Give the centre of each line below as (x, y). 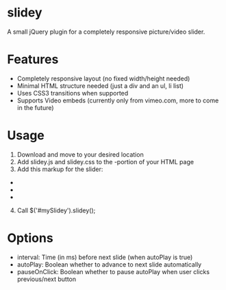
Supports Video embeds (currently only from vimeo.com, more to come (118, 100)
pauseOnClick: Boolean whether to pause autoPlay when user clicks (113, 271)
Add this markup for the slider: (60, 169)
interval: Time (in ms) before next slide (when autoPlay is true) (105, 257)
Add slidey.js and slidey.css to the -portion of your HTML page (105, 161)
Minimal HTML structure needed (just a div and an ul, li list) (100, 86)
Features (33, 59)
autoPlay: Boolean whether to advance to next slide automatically (109, 264)
